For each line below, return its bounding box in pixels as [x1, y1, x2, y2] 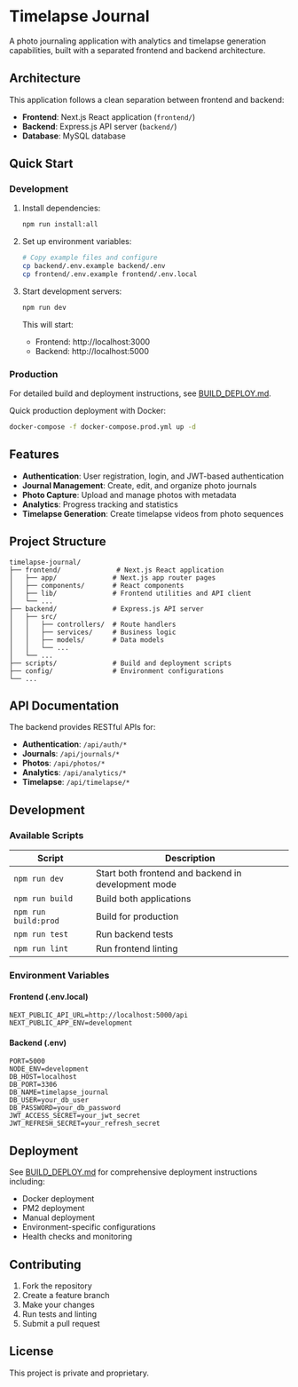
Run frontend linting [96, 943, 178, 955]
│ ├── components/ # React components [9, 581, 184, 590]
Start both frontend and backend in [96, 868, 242, 880]
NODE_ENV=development [9, 1065, 90, 1074]
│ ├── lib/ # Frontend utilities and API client [9, 589, 252, 598]
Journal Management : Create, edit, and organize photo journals [21, 480, 257, 490]
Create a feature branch [21, 1290, 110, 1301]
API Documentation [9, 699, 120, 713]
